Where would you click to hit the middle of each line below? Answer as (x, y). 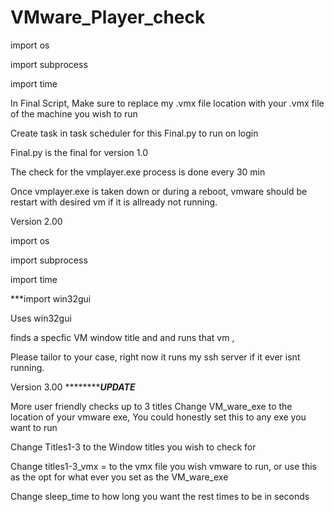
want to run (34, 427)
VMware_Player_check (108, 17)
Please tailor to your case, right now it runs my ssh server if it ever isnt (155, 357)
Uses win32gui (41, 318)
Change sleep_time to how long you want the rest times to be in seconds (160, 496)
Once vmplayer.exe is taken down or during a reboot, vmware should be (159, 191)
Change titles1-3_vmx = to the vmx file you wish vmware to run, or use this (163, 466)
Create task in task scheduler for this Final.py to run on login (134, 133)
